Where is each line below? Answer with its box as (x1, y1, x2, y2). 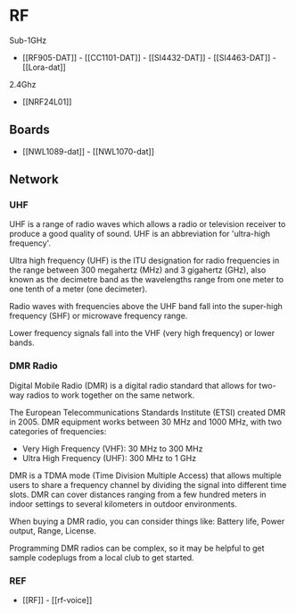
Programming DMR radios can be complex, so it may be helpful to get (9, 543, 265, 553)
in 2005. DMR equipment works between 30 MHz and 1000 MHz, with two (9, 416, 283, 427)
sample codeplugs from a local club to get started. (9, 551, 194, 563)
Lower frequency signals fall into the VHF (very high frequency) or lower (9, 328, 275, 339)
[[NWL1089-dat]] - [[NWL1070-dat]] (21, 146, 154, 156)
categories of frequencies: (9, 425, 107, 436)
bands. (9, 337, 35, 349)
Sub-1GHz (9, 35, 47, 46)
